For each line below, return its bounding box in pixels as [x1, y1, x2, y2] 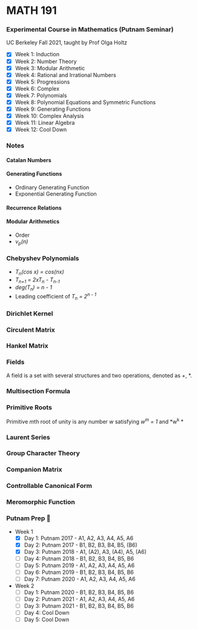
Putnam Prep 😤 [6, 514, 51, 522]
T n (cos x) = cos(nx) [15, 268, 65, 277]
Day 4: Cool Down [24, 609, 70, 616]
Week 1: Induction [15, 51, 59, 58]
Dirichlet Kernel [6, 309, 53, 318]
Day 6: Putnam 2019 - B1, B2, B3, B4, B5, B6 [24, 568, 134, 576]
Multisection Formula [6, 387, 71, 395]
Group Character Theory [6, 449, 81, 458]
